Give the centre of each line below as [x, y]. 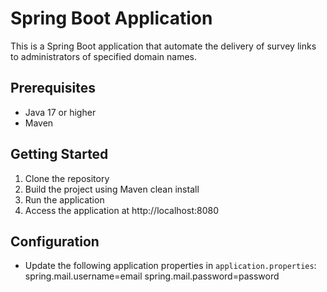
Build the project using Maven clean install [112, 189]
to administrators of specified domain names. [104, 56]
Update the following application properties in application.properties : [170, 266]
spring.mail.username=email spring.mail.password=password [152, 276]
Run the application [64, 199]
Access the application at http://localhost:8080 [121, 210]
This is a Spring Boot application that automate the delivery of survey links [163, 46]
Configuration [55, 241]
